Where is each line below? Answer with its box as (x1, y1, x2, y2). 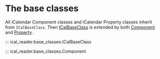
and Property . (5, 29, 33, 35)
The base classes (5, 3, 79, 14)
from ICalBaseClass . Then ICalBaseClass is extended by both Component (5, 24, 155, 30)
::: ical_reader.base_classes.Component (5, 48, 86, 54)
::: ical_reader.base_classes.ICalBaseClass (5, 39, 92, 44)
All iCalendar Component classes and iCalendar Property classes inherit (5, 19, 152, 25)
